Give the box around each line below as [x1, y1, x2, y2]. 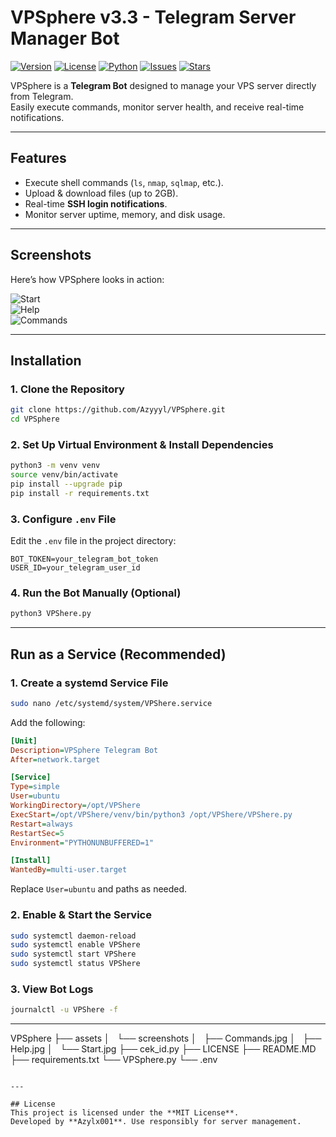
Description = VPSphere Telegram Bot [10, 745, 159, 755]
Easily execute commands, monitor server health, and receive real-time [10, 101, 305, 113]
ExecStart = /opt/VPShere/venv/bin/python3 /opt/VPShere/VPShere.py [10, 809, 293, 820]
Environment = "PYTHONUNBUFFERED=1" [10, 837, 155, 848]
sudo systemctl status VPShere [10, 959, 141, 969]
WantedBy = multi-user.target [10, 865, 128, 875]
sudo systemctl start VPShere [10, 949, 137, 960]
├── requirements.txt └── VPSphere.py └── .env [10, 1054, 218, 1066]
